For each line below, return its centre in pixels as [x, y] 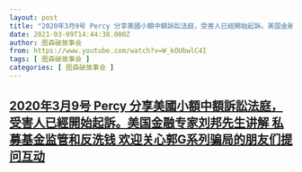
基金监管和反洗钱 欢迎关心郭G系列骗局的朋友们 [151, 140]
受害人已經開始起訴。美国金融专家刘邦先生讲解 [139, 123]
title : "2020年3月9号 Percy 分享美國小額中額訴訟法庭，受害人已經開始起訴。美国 [145, 26]
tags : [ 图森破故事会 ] [49, 59]
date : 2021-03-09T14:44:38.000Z [70, 34]
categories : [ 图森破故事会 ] [62, 68]
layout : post [34, 17]
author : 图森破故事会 [46, 43]
